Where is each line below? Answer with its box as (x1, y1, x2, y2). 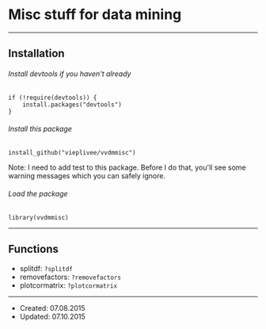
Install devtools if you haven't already (8, 69, 131, 78)
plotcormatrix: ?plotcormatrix (19, 280, 117, 290)
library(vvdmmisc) (8, 213, 69, 221)
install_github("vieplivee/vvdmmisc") (8, 148, 136, 156)
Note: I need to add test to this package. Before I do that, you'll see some (8, 163, 247, 172)
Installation (8, 47, 65, 60)
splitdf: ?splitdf (19, 263, 73, 273)
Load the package (8, 189, 69, 199)
